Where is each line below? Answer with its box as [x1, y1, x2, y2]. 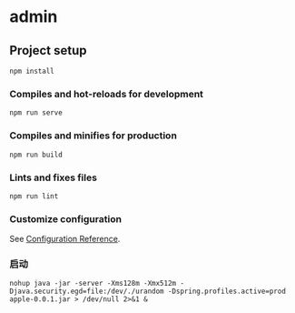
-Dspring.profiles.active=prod [167, 287, 286, 297]
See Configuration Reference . [9, 234, 121, 245]
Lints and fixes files [9, 171, 98, 184]
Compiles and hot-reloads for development [9, 87, 204, 100]
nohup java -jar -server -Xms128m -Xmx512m [9, 279, 177, 288]
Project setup [9, 43, 88, 58]
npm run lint [9, 191, 59, 201]
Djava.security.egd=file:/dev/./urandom [9, 287, 165, 297]
